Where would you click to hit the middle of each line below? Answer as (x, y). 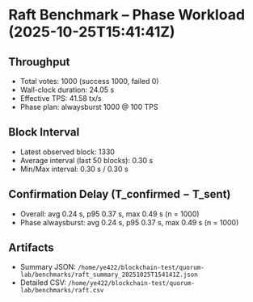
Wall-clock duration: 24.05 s (67, 90)
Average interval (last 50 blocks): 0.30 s (86, 160)
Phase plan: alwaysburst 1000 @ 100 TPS (89, 107)
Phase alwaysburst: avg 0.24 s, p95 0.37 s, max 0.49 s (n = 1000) (129, 222)
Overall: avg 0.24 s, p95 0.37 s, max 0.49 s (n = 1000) (110, 214)
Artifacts (31, 248)
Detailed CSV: (43, 283)
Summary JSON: (48, 267)
